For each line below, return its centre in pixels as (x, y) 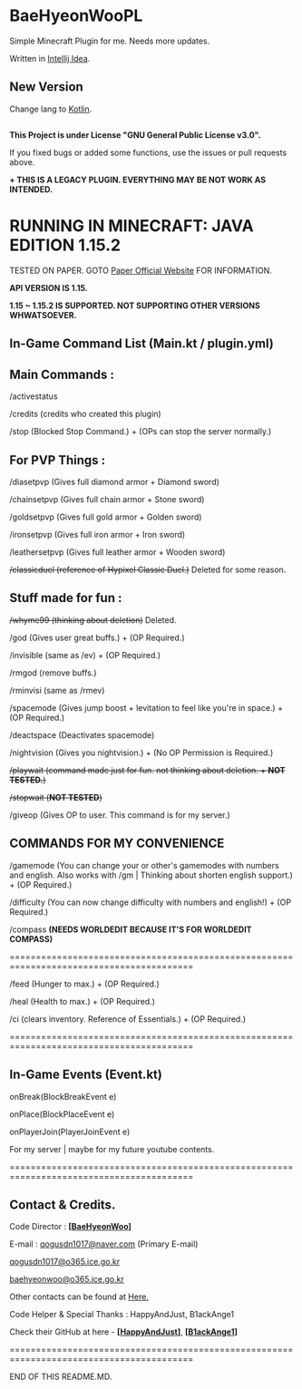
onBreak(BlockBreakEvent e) (63, 1096)
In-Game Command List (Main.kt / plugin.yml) (141, 344)
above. (22, 162)
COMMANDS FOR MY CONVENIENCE (117, 844)
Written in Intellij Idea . (50, 58)
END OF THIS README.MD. (61, 1377)
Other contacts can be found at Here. (79, 1297)
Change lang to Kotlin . (51, 109)
